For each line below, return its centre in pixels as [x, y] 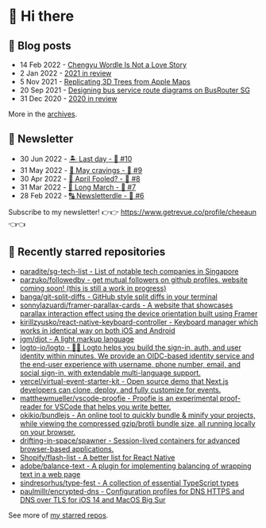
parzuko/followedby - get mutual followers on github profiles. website [133, 280]
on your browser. [48, 432]
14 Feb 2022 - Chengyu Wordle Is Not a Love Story [103, 65]
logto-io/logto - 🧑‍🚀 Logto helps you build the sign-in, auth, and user [131, 347]
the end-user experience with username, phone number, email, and [130, 364]
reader [31, 406]
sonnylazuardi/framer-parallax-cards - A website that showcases [126, 305]
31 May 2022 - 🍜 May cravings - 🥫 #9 [81, 170]
